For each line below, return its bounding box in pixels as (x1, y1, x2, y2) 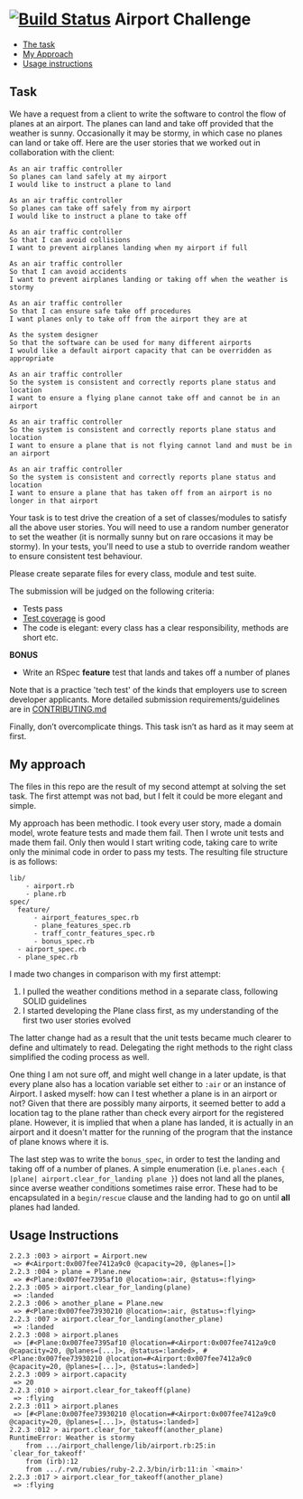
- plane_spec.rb (17, 952, 78, 961)
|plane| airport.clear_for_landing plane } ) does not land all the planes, (9, 1173, 285, 1184)
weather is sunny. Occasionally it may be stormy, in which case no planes (9, 127, 283, 138)
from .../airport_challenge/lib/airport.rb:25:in (25, 1441, 216, 1450)
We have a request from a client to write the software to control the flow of (9, 108, 287, 119)
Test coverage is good (22, 613, 106, 623)
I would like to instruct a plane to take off (9, 211, 188, 220)
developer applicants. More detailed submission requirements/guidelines (9, 694, 280, 705)
